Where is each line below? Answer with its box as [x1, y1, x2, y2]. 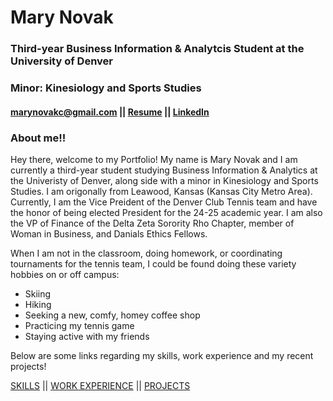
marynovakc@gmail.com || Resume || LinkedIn [10, 106, 210, 118]
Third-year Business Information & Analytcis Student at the [10, 42, 305, 56]
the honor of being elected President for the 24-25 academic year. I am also [10, 206, 323, 218]
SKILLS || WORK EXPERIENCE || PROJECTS [10, 379, 191, 391]
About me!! [10, 131, 67, 145]
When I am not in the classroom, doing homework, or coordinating [10, 247, 283, 259]
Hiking [24, 298, 52, 310]
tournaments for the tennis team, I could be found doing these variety [10, 257, 297, 270]
